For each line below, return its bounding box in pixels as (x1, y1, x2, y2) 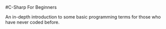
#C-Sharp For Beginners (5, 4, 57, 10)
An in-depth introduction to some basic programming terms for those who (5, 14, 161, 19)
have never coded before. (5, 19, 60, 25)
